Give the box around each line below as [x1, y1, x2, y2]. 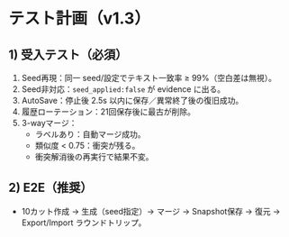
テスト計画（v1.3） [8, 8, 150, 29]
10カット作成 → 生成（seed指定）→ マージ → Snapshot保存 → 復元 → [21, 205, 281, 216]
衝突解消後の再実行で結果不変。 [34, 151, 154, 162]
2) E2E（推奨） [8, 180, 93, 196]
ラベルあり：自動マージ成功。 [34, 129, 146, 140]
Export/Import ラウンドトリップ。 [21, 217, 147, 228]
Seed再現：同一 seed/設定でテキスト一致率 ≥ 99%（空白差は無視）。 [21, 73, 276, 83]
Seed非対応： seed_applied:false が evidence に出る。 [21, 84, 226, 95]
